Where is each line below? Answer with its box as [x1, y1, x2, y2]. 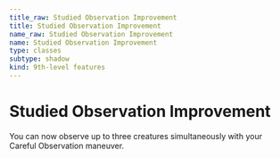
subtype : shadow [9, 54, 70, 63]
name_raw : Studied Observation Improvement [9, 29, 174, 38]
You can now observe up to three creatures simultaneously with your [9, 130, 263, 141]
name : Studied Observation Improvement [9, 37, 158, 47]
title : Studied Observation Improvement [9, 21, 162, 30]
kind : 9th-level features [9, 63, 105, 72]
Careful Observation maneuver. [9, 140, 125, 151]
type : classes [9, 46, 62, 55]
